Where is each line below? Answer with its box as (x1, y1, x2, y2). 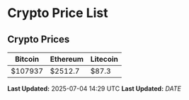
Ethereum (50, 55, 84, 64)
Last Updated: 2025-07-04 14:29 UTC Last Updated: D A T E (7, 84, 182, 93)
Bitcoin (15, 55, 40, 64)
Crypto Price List (7, 5, 108, 21)
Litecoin (90, 55, 118, 64)
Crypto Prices (7, 33, 70, 45)
